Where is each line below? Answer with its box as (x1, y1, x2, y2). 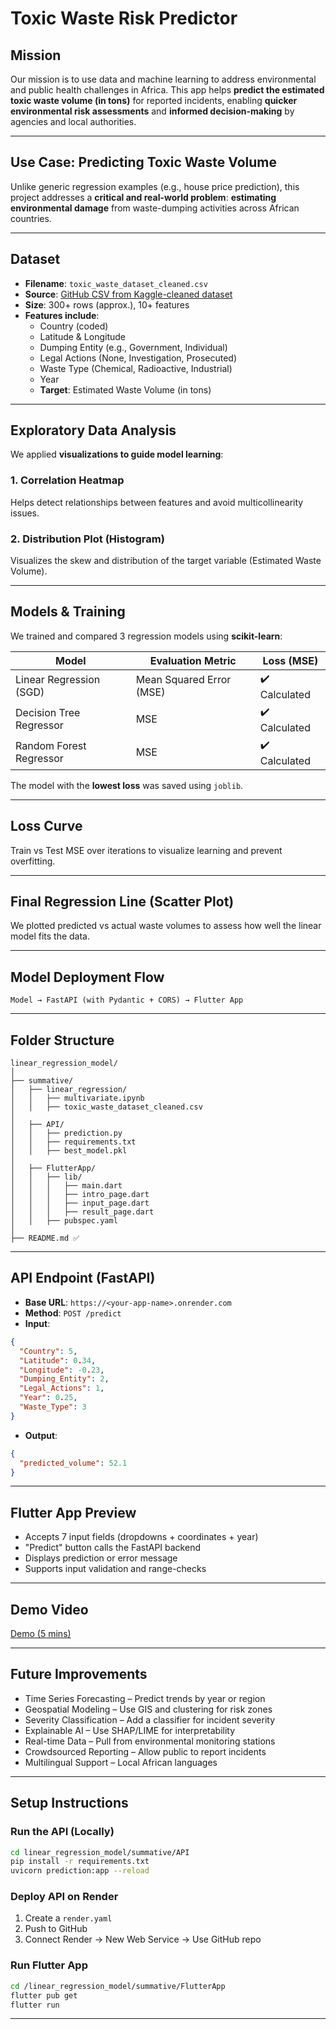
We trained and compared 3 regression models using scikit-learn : (10, 630, 283, 642)
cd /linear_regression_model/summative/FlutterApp (10, 1981, 226, 1991)
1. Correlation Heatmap (10, 473, 125, 487)
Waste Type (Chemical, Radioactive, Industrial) (39, 362, 233, 374)
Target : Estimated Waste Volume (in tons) (39, 383, 212, 396)
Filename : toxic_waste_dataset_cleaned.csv (24, 277, 208, 289)
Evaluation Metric (149, 653, 237, 667)
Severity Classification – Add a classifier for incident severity (24, 1713, 276, 1726)
